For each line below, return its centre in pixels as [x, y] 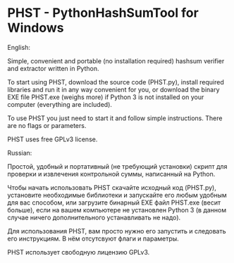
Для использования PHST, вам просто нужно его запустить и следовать [117, 231]
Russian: [20, 153]
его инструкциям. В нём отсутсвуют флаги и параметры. [93, 238]
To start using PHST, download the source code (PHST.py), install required [116, 82]
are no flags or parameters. [47, 125]
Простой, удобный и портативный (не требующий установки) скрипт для [117, 166]
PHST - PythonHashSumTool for [103, 13]
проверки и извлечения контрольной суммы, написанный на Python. [111, 174]
